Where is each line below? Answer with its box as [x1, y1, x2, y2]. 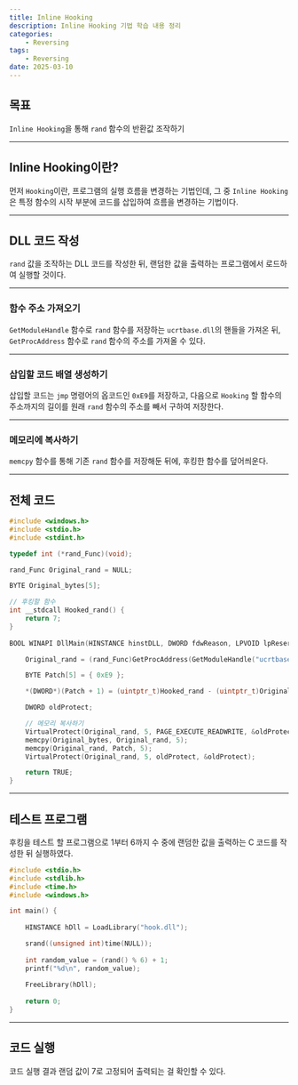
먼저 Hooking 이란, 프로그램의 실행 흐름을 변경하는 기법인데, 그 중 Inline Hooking [9, 185, 288, 196]
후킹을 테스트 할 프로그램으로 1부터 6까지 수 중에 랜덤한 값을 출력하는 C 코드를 [9, 837, 278, 848]
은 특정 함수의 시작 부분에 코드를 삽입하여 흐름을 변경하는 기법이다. [9, 197, 239, 207]
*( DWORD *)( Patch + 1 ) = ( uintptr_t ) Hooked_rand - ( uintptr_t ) [25, 687, 260, 696]
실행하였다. [35, 848, 74, 858]
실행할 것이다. [18, 269, 67, 280]
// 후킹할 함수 [9, 598, 56, 607]
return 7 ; [25, 615, 62, 623]
